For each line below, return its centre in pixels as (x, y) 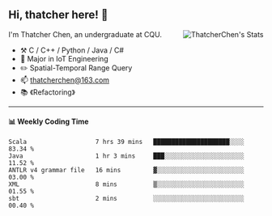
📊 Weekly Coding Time (49, 121)
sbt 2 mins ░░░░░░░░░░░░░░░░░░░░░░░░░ (126, 199)
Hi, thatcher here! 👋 (58, 15)
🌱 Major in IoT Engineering (64, 58)
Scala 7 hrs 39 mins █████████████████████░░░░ (126, 142)
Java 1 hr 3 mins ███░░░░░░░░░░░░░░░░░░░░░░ (126, 156)
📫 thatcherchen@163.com (65, 80)
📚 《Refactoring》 (47, 92)
